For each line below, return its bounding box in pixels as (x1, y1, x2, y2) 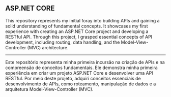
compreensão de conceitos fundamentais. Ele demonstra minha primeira (5, 64, 158, 71)
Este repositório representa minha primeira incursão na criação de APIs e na (5, 59, 165, 65)
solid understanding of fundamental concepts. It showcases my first (5, 23, 149, 29)
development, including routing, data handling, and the (5, 39, 120, 45)
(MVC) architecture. (27, 44, 69, 50)
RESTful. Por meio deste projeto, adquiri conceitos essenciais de (5, 75, 141, 81)
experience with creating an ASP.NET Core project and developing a (5, 28, 149, 35)
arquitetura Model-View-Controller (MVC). (5, 86, 94, 92)
